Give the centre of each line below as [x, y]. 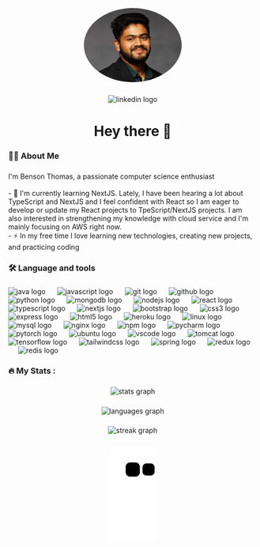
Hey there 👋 [133, 132]
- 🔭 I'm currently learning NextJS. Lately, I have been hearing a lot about [126, 193]
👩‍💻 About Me [34, 156]
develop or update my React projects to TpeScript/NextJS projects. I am [125, 209]
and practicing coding [44, 247]
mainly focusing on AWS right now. [65, 226]
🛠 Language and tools [52, 268]
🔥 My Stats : [32, 371]
